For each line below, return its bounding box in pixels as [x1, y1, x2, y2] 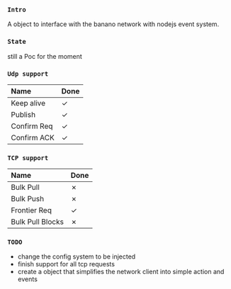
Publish [11, 109, 36, 119]
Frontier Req [11, 205, 52, 215]
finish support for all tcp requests [17, 260, 115, 268]
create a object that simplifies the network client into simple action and [17, 268, 225, 276]
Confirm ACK [11, 132, 55, 142]
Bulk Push [11, 194, 45, 204]
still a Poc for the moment [7, 52, 83, 60]
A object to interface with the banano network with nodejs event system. [7, 20, 220, 28]
